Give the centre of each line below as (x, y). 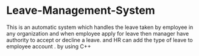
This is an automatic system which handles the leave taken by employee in (100, 27)
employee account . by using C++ (49, 46)
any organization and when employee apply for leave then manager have (98, 33)
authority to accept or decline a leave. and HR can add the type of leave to (100, 40)
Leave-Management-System (81, 11)
